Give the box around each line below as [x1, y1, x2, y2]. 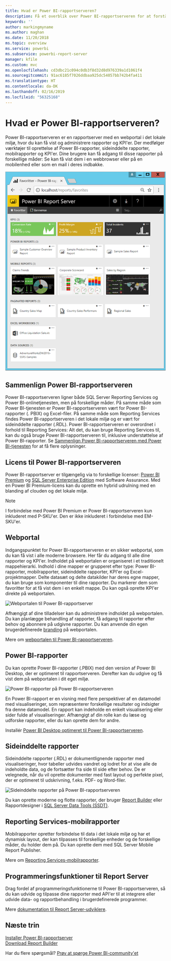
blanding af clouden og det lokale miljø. [5, 487, 88, 494]
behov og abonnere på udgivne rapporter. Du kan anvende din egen [5, 621, 148, 627]
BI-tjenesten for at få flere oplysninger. [5, 443, 87, 450]
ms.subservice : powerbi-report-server [5, 51, 88, 56]
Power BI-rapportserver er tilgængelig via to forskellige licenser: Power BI [5, 471, 160, 478]
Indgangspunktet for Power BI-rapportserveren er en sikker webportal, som [5, 547, 164, 553]
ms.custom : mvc [5, 62, 38, 68]
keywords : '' [5, 19, 33, 24]
